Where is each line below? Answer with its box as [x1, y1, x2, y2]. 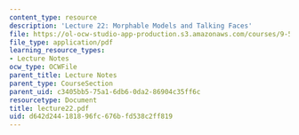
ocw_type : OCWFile [9, 63, 77, 72]
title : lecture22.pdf [9, 104, 90, 113]
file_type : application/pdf [9, 37, 114, 47]
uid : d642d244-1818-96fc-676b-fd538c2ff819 [9, 112, 174, 121]
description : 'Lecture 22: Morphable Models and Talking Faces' [9, 21, 253, 30]
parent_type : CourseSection [9, 79, 114, 88]
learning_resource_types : [9, 46, 105, 55]
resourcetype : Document [9, 95, 98, 105]
